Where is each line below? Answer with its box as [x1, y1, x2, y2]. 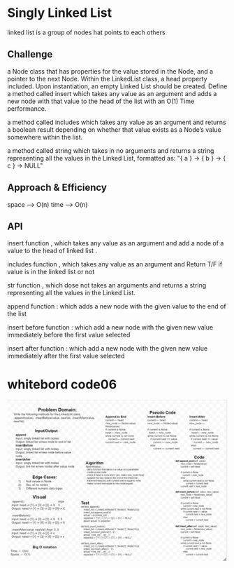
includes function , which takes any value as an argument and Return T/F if [7, 260, 223, 269]
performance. [7, 104, 47, 113]
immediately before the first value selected [7, 331, 131, 339]
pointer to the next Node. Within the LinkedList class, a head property [7, 74, 207, 83]
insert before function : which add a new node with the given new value [7, 323, 214, 332]
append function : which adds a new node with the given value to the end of [7, 302, 226, 311]
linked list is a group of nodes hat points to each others [7, 28, 166, 36]
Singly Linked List [7, 5, 112, 21]
